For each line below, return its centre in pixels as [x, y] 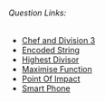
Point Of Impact [51, 79]
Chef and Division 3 [58, 41]
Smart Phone [46, 88]
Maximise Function [57, 70]
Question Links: [38, 13]
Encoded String [51, 51]
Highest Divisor [50, 60]
